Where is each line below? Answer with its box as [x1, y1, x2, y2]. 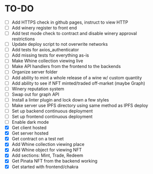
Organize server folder [11, 69, 58, 75]
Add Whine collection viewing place [11, 141, 85, 147]
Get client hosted [11, 125, 47, 131]
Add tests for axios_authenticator [11, 47, 79, 53]
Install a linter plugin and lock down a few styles [11, 97, 109, 103]
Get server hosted [11, 130, 49, 136]
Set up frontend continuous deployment [11, 113, 93, 119]
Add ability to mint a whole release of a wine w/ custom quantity [11, 74, 142, 80]
